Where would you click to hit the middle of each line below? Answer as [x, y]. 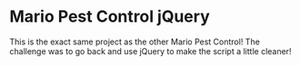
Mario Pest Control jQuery [110, 17]
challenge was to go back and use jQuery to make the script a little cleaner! [150, 51]
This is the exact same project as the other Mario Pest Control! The [135, 42]
